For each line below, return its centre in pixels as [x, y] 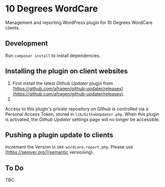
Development [27, 44]
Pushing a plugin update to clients [59, 135]
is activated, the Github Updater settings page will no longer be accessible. [82, 119]
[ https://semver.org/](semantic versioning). [49, 152]
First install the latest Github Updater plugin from [63, 83]
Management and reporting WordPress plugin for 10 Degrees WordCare [79, 22]
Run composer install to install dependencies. [53, 55]
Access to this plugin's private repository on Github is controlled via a [77, 109]
